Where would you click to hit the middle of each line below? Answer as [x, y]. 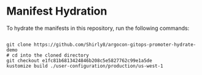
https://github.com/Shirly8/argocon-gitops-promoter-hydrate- [115, 45]
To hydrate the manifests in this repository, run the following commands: [98, 28]
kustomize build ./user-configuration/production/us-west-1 [85, 66]
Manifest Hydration [57, 11]
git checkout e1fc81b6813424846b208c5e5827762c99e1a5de [79, 60]
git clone [19, 45]
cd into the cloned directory [50, 55]
